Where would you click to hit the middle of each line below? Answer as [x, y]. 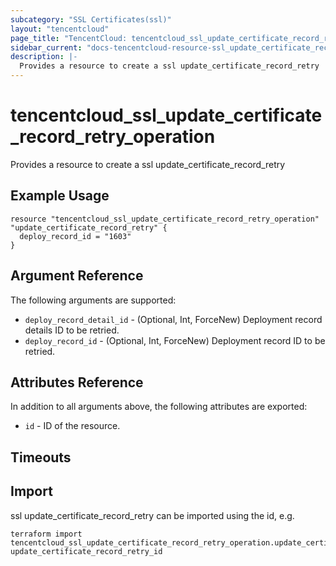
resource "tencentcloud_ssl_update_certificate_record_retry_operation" [165, 219]
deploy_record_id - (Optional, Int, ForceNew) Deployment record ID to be [175, 340]
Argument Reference [77, 276]
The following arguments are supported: [93, 300]
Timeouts [41, 457]
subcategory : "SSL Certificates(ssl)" [91, 19]
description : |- [44, 57]
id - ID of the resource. [72, 426]
